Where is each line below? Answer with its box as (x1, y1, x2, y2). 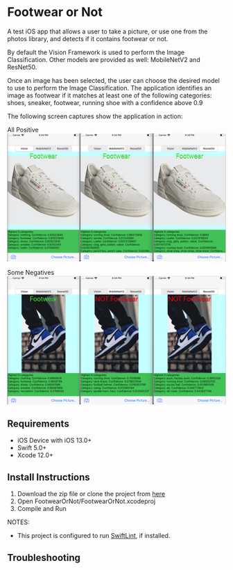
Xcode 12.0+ (17, 451, 54, 459)
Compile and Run (17, 505, 67, 513)
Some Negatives (7, 269, 55, 277)
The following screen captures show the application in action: (7, 112, 183, 120)
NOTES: (7, 518, 30, 526)
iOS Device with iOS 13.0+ (17, 436, 92, 445)
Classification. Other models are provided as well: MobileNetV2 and (7, 55, 200, 63)
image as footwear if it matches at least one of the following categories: (7, 91, 212, 100)
